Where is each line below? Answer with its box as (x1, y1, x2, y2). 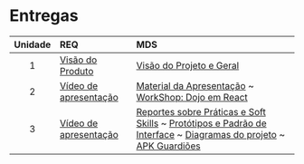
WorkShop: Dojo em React (136, 91, 248, 103)
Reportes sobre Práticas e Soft (136, 105, 267, 118)
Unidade (14, 38, 52, 51)
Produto (60, 64, 94, 77)
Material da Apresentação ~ (136, 79, 255, 92)
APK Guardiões (136, 140, 201, 152)
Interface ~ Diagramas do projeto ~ (136, 128, 286, 140)
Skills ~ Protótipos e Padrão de (136, 117, 267, 130)
